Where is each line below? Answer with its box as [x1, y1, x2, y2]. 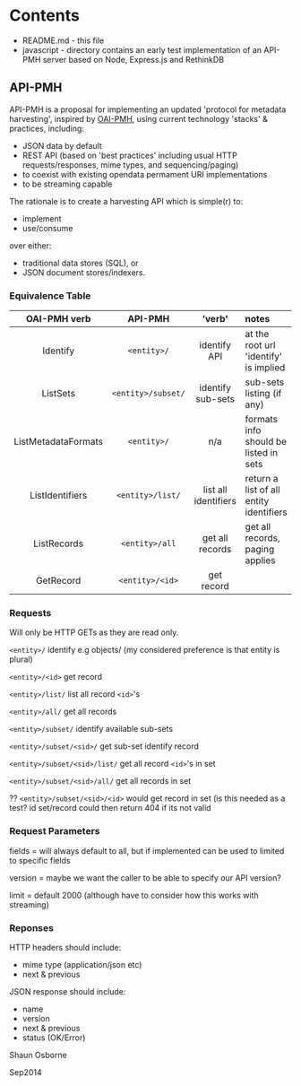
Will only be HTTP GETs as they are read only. [9, 627, 179, 638]
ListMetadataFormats [13, 436, 103, 448]
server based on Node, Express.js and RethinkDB [42, 54, 225, 65]
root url [245, 339, 276, 352]
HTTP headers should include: [9, 942, 122, 952]
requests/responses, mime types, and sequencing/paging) [21, 159, 239, 170]
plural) [9, 654, 33, 665]
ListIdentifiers [30, 490, 88, 502]
